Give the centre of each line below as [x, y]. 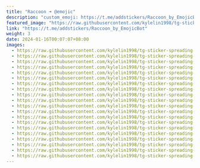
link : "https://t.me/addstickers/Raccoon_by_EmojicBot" [77, 28]
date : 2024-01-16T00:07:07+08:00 [48, 39]
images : [16, 45]
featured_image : [26, 23]
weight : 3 [18, 34]
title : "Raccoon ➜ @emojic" [41, 12]
